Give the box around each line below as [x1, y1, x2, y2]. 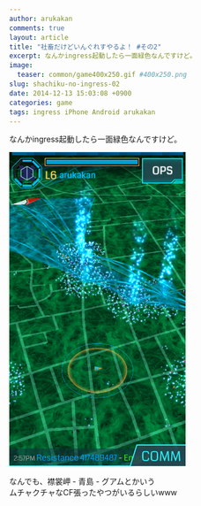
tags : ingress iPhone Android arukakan [9, 107, 156, 117]
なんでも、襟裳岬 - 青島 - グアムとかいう [9, 476, 156, 487]
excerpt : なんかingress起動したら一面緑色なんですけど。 [9, 51, 197, 61]
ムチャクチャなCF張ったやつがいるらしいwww [9, 487, 178, 498]
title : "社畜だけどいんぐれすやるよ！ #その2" [9, 42, 162, 51]
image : [9, 61, 33, 70]
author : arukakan [9, 14, 73, 23]
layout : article [9, 33, 69, 42]
